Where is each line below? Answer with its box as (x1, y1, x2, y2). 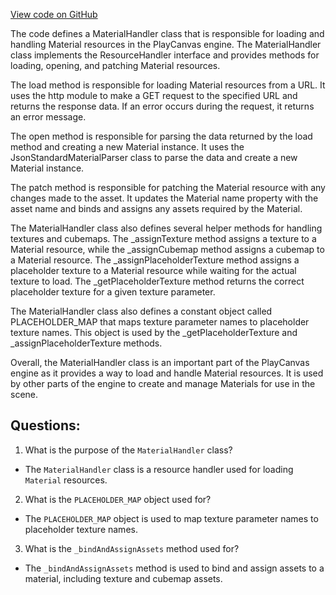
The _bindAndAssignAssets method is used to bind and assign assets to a (24, 562, 325, 574)
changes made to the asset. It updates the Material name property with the (10, 192, 319, 204)
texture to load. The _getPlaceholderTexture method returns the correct (10, 275, 305, 287)
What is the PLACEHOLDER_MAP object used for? (24, 493, 212, 505)
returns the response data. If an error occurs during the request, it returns (10, 100, 315, 112)
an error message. (10, 111, 87, 123)
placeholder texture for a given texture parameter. (10, 286, 216, 298)
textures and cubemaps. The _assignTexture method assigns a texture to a (10, 233, 317, 244)
